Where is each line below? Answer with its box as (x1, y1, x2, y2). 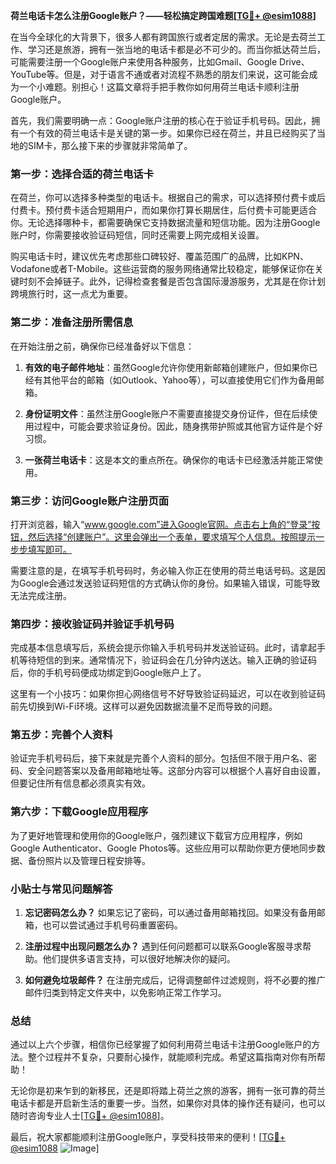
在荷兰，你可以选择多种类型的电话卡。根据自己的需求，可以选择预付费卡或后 (10, 192, 326, 204)
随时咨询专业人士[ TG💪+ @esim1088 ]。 (10, 1110, 170, 1122)
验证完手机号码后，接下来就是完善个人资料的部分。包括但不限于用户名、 (10, 752, 308, 764)
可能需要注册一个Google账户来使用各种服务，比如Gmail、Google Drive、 (10, 56, 310, 68)
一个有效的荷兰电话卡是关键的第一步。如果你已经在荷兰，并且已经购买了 (18, 127, 317, 139)
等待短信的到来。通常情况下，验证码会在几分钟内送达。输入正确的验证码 (18, 654, 317, 666)
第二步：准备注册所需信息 (10, 315, 134, 329)
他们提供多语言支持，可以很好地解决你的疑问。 (42, 953, 236, 965)
